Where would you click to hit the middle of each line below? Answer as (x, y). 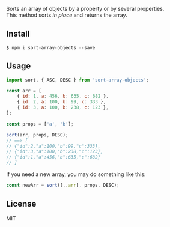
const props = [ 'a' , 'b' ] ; (40, 124)
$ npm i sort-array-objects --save (51, 47)
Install (18, 34)
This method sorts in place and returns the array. (67, 15)
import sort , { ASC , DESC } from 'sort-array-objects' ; (77, 80)
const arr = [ (24, 91)
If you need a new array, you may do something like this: (76, 174)
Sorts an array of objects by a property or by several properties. (85, 9)
